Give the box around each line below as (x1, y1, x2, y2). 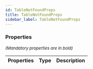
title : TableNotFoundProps (5, 12, 63, 17)
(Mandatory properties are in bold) (5, 45, 73, 51)
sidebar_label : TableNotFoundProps (5, 17, 81, 22)
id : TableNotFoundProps (5, 7, 56, 13)
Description (56, 57, 85, 64)
